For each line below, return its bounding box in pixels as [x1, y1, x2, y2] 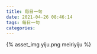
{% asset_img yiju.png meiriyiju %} [6, 41, 92, 48]
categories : [6, 25, 35, 31]
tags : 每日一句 [6, 19, 40, 25]
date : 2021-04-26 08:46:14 [6, 14, 73, 20]
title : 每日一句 [6, 8, 43, 15]
